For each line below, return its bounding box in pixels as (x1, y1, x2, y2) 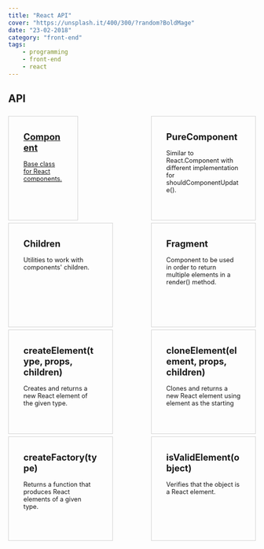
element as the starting (166, 399, 234, 407)
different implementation (166, 163, 239, 172)
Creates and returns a (23, 384, 88, 392)
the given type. (23, 399, 68, 407)
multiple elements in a (166, 270, 231, 279)
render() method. (166, 277, 217, 286)
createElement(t (23, 344, 94, 356)
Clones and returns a (166, 384, 228, 392)
